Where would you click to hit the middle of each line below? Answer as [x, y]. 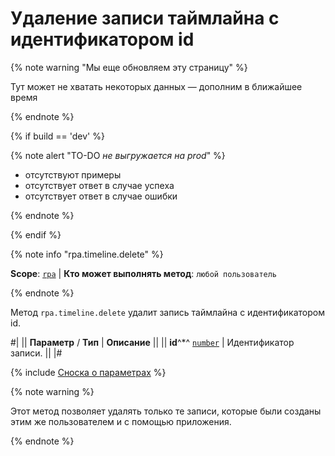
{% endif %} [36, 234]
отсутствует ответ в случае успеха [99, 185]
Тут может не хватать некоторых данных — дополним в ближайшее [156, 86]
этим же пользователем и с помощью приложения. [121, 421]
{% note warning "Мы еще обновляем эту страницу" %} [129, 67]
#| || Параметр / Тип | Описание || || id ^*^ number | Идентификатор [152, 342]
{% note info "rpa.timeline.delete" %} [87, 254]
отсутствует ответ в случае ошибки [101, 196]
